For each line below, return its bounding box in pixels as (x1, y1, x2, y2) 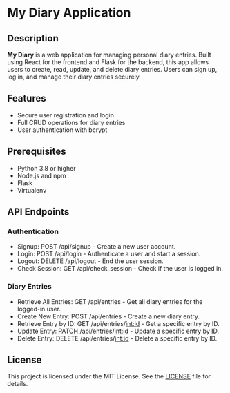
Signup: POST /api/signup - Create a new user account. (17, 242, 176, 251)
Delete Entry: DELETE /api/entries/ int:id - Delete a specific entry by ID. (17, 334, 218, 343)
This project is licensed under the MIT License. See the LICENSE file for (7, 372, 211, 381)
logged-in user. (17, 305, 61, 313)
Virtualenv (17, 186, 47, 194)
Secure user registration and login (17, 111, 114, 119)
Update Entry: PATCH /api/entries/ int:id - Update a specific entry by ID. (17, 327, 220, 335)
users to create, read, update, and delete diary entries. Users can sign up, (7, 66, 218, 73)
